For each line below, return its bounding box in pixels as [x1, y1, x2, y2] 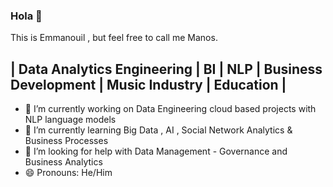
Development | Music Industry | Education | [10, 76, 287, 93]
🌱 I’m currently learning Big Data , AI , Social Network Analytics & [24, 124, 293, 136]
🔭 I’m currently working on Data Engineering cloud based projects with [24, 103, 317, 115]
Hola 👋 [10, 9, 43, 23]
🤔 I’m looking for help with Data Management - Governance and [24, 145, 288, 158]
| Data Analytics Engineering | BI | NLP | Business [10, 60, 323, 78]
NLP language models [24, 114, 117, 126]
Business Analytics [24, 156, 103, 168]
